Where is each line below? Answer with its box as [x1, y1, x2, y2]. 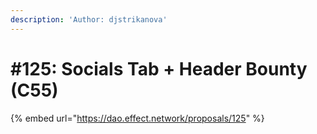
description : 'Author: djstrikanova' [10, 14, 168, 25]
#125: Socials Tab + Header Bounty [10, 57, 308, 80]
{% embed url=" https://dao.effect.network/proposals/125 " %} [10, 112, 265, 124]
